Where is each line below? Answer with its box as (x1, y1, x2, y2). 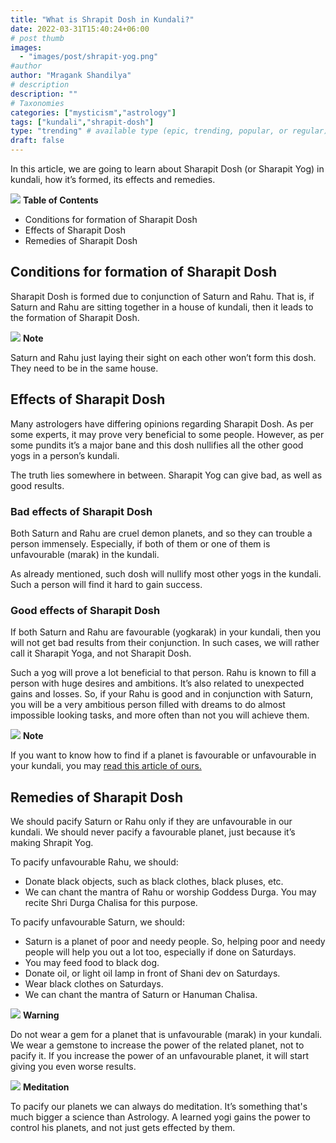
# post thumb (10, 33, 65, 43)
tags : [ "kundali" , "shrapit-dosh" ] (10, 117, 155, 127)
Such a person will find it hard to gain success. (10, 578, 203, 590)
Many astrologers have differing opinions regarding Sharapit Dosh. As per (10, 417, 314, 430)
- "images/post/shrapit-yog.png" (19, 52, 159, 62)
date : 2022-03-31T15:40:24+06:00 (10, 24, 150, 34)
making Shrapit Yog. (10, 837, 94, 849)
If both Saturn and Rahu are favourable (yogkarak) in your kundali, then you (10, 626, 322, 638)
